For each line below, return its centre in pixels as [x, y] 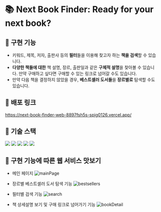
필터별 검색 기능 [27, 194]
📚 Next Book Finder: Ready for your [79, 10]
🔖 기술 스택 [21, 131]
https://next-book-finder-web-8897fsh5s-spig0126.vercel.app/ [68, 115]
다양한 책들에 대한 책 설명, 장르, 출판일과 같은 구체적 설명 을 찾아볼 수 [77, 67]
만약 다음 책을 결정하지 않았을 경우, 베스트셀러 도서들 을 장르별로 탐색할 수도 [83, 80]
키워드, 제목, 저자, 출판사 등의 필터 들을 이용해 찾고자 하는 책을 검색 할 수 [80, 55]
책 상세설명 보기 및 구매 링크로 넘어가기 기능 [54, 205]
